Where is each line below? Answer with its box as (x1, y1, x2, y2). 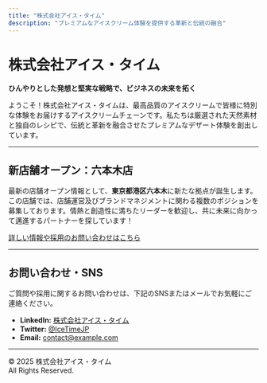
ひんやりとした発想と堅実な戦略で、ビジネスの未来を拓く (8, 84, 196, 93)
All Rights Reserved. (8, 365, 74, 375)
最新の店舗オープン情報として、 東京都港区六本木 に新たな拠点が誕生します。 (8, 186, 257, 196)
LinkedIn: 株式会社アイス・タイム (19, 315, 130, 325)
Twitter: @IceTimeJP (19, 324, 90, 334)
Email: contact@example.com (19, 333, 119, 342)
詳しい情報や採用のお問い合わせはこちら (8, 233, 141, 243)
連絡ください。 (8, 299, 57, 308)
